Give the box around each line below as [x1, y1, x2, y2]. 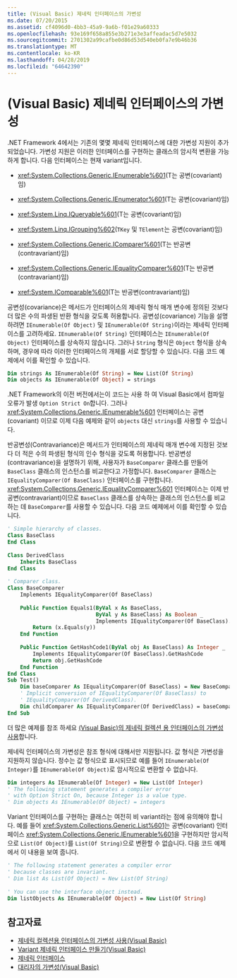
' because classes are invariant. [7, 868, 109, 876]
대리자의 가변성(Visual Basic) [17, 963, 99, 972]
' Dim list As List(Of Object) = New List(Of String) [7, 875, 169, 882]
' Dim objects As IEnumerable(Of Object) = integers [7, 799, 166, 806]
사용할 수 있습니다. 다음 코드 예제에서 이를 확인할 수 [73, 502, 214, 511]
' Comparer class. [7, 578, 61, 585]
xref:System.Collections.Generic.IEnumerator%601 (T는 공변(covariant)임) [17, 195, 229, 203]
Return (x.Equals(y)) [32, 624, 97, 631]
